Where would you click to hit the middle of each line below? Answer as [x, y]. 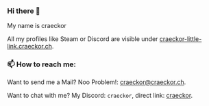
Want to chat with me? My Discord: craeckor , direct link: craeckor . [100, 95]
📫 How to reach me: [42, 64]
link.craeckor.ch [30, 47]
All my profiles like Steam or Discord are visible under [83, 39]
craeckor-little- [181, 39]
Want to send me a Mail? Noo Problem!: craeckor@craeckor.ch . [97, 82]
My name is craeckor [37, 26]
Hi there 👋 [24, 11]
